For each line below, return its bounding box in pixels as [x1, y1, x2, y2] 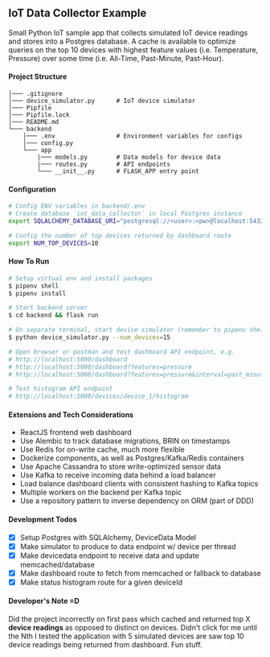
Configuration [8, 184, 56, 194]
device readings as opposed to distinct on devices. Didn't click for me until [8, 623, 257, 633]
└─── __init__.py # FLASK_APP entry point [37, 167, 199, 176]
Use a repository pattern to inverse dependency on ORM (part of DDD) [19, 496, 255, 506]
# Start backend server [8, 304, 88, 312]
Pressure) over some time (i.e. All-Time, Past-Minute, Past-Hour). [8, 53, 224, 63]
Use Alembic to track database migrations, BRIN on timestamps [19, 436, 231, 446]
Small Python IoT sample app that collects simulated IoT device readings [8, 27, 248, 37]
